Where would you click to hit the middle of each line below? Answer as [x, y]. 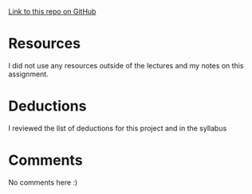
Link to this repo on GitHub [52, 12]
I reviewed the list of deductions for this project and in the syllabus [118, 128]
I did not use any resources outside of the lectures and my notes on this [126, 65]
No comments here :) [43, 182]
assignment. [29, 74]
